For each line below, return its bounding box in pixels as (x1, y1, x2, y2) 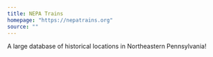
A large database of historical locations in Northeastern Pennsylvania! (7, 42, 207, 51)
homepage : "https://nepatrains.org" (7, 17, 113, 24)
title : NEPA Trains (7, 10, 64, 17)
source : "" (7, 23, 39, 30)
